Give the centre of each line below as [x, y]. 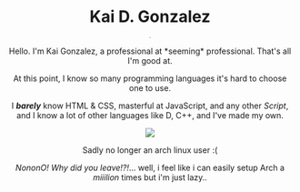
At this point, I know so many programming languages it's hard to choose [150, 78]
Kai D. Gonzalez [150, 17]
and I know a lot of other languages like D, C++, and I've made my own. [150, 115]
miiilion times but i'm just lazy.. [150, 177]
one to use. [150, 87]
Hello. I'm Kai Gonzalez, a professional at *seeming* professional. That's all [150, 51]
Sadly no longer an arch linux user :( [150, 150]
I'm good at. [150, 60]
